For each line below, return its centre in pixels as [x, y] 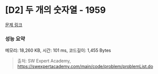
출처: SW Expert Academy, [44, 61]
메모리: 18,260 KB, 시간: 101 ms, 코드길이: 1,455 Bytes [58, 50]
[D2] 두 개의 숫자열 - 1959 [56, 10]
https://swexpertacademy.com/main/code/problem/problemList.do [85, 67]
